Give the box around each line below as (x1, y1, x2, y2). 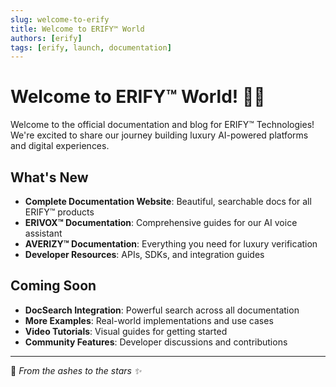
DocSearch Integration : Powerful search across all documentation (24, 304, 300, 316)
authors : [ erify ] (10, 33, 83, 43)
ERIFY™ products (24, 206, 95, 218)
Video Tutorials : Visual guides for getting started (24, 325, 228, 337)
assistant (24, 227, 63, 239)
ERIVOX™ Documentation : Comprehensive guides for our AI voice (24, 217, 298, 228)
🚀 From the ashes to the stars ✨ (10, 364, 142, 376)
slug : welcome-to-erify (10, 14, 110, 25)
